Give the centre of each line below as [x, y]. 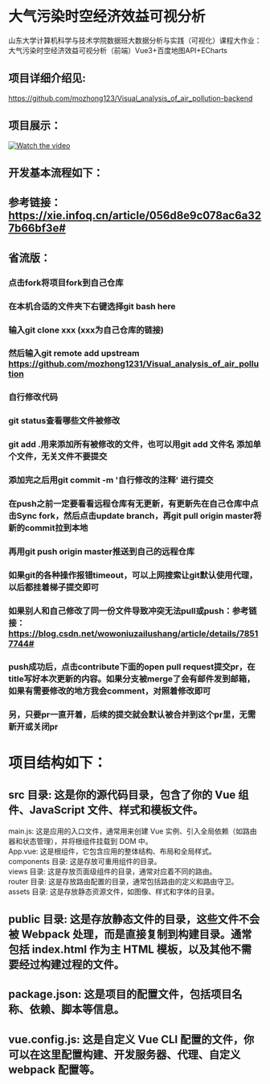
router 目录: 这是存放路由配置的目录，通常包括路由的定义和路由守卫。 [123, 881]
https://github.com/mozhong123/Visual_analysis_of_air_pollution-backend [131, 98]
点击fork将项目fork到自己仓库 [66, 283]
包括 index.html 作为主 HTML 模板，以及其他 [119, 950]
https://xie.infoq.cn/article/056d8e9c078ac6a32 [135, 215]
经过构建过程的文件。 [72, 964]
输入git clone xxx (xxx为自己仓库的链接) [86, 329]
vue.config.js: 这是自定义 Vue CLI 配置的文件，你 [131, 1039]
